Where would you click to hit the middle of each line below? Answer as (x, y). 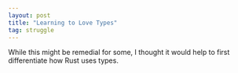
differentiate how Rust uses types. (64, 60)
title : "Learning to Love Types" (63, 23)
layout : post (29, 15)
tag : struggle (31, 30)
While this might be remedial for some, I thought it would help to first (119, 53)
